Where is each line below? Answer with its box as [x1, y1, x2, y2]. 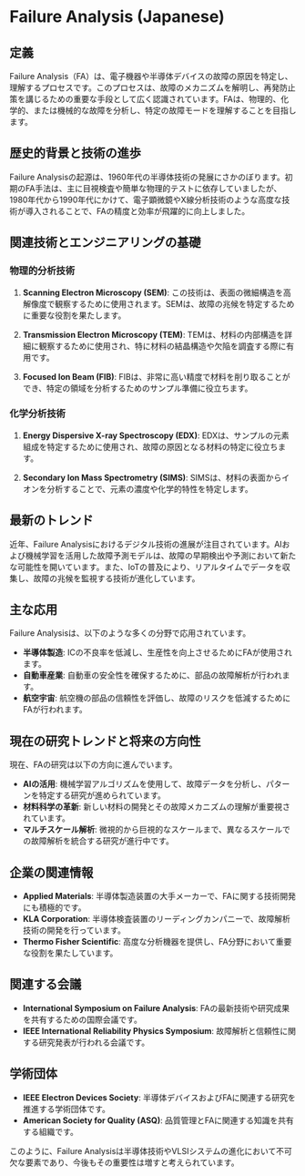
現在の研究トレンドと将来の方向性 [9, 733, 201, 749]
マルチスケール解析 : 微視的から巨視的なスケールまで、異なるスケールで [22, 824, 291, 835]
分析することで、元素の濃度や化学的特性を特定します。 [46, 483, 253, 494]
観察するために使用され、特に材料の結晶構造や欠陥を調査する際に [38, 340, 287, 352]
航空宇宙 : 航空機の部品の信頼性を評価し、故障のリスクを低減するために [22, 692, 291, 703]
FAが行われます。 [22, 704, 88, 715]
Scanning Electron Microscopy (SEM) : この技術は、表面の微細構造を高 [22, 287, 291, 298]
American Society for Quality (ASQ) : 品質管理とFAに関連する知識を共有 [22, 1114, 294, 1126]
